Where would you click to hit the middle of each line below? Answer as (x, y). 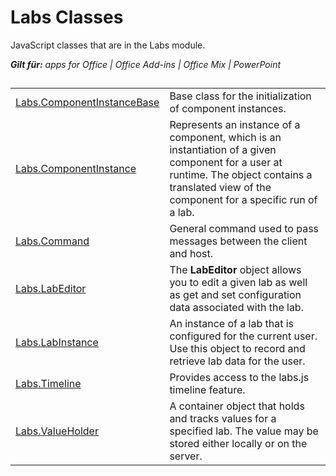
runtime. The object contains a (241, 175)
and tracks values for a (223, 419)
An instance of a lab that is (232, 324)
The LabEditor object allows (235, 270)
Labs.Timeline (48, 384)
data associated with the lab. (236, 308)
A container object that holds (237, 406)
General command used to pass (244, 229)
